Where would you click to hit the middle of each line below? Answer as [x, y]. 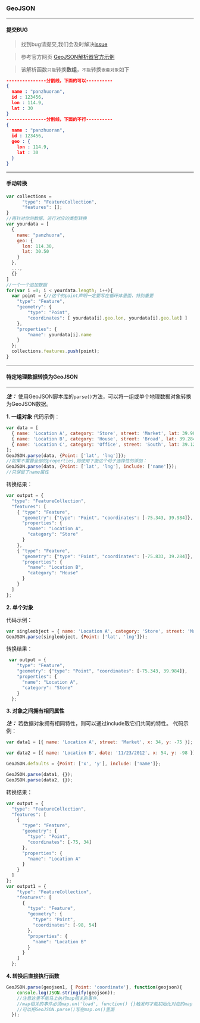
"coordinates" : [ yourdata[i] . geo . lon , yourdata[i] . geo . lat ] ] [107, 318]
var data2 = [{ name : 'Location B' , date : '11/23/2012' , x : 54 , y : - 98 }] [101, 753]
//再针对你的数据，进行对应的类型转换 [47, 218]
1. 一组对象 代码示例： [33, 417]
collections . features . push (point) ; [56, 351]
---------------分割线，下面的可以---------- [60, 81]
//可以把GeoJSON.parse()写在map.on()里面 [66, 1009]
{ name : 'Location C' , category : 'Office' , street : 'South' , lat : [96, 445]
